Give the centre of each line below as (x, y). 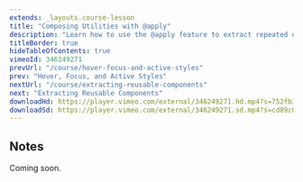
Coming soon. (35, 168)
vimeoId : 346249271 (46, 59)
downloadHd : (32, 101)
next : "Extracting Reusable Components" (87, 93)
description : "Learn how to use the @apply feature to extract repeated (149, 34)
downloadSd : (32, 110)
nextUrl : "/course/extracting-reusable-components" (108, 85)
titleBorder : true (44, 43)
